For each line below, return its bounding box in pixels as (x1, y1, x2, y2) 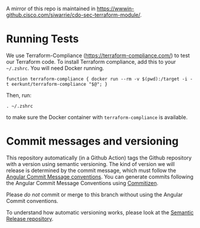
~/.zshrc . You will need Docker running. (6, 64, 104, 71)
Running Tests (6, 32, 79, 46)
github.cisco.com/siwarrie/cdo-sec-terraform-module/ (6, 11, 140, 18)
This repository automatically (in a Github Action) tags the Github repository (6, 154, 192, 161)
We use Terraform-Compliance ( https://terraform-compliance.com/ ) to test (6, 52, 190, 59)
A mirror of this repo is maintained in (6, 5, 96, 12)
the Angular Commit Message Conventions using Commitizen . (6, 179, 159, 186)
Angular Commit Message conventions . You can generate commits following (6, 173, 193, 180)
